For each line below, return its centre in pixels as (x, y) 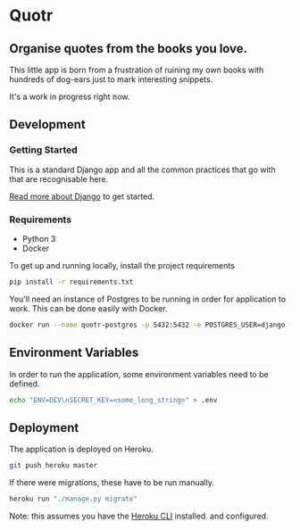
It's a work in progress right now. (70, 96)
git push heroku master (54, 466)
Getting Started (43, 150)
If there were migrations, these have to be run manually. (112, 483)
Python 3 (39, 238)
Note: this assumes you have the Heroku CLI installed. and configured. (139, 516)
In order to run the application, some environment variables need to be (139, 374)
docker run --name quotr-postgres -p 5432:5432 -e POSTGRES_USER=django (147, 325)
